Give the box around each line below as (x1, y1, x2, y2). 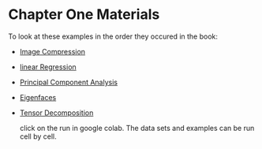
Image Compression (19, 47, 85, 56)
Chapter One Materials (8, 6, 160, 24)
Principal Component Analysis (19, 77, 118, 87)
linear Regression (19, 61, 77, 72)
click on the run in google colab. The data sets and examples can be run (19, 123, 255, 132)
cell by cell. (19, 132, 57, 141)
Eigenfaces (19, 92, 57, 102)
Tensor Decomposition (19, 108, 94, 117)
